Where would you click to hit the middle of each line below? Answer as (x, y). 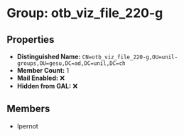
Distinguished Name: (49, 56)
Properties (31, 40)
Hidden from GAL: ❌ (47, 86)
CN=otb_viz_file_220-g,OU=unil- (130, 57)
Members (28, 109)
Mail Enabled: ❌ (41, 78)
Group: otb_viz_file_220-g (85, 13)
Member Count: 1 (43, 70)
